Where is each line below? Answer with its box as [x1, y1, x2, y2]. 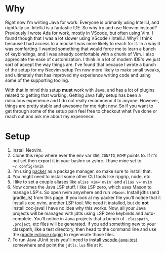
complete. [12, 215, 33, 221]
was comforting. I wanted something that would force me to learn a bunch [5, 46, 156, 52]
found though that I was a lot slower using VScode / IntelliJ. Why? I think [5, 35, 152, 41]
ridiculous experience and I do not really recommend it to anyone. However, [5, 97, 160, 103]
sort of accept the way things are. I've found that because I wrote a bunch [5, 62, 156, 67]
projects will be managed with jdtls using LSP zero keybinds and [12, 210, 143, 216]
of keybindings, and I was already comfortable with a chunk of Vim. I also [5, 51, 155, 57]
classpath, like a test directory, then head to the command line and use [12, 226, 157, 232]
